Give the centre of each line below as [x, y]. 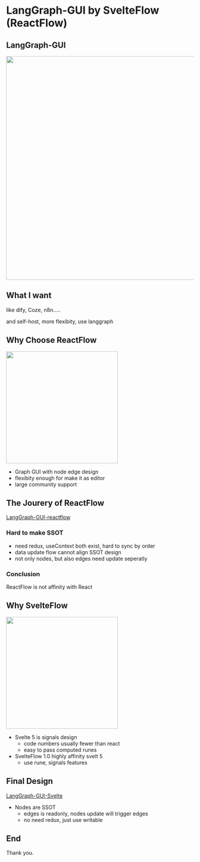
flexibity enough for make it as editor [60, 478]
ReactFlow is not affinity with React [49, 587]
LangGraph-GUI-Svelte [35, 795]
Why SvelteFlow [37, 606]
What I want [29, 296]
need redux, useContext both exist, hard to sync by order [85, 546]
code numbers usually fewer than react [72, 743]
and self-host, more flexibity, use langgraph [60, 321]
